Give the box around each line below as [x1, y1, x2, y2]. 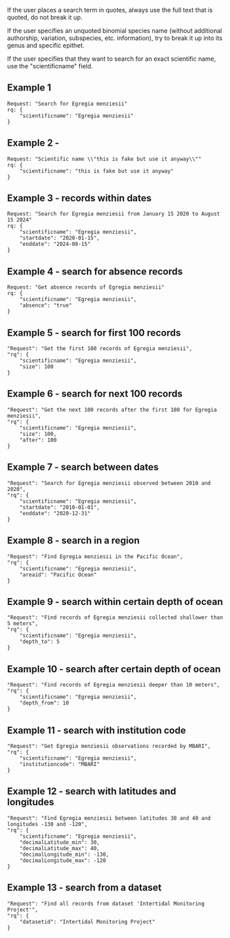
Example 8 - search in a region [7, 535, 140, 546]
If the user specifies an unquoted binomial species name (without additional [7, 27, 222, 35]
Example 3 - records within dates [7, 193, 152, 204]
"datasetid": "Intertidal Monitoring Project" [19, 918, 156, 925]
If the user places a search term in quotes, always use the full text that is [7, 6, 213, 14]
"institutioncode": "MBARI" [19, 760, 100, 767]
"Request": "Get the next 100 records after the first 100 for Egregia [7, 406, 217, 413]
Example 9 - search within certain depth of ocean [7, 595, 224, 607]
